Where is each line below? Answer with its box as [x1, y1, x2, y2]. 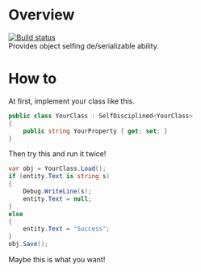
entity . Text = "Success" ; [23, 225, 111, 233]
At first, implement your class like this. [8, 96, 136, 106]
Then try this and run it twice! [8, 149, 107, 159]
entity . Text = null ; [23, 194, 92, 203]
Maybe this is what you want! [8, 255, 106, 264]
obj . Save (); [8, 240, 48, 249]
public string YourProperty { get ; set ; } [23, 127, 168, 135]
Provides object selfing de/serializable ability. [8, 40, 159, 50]
